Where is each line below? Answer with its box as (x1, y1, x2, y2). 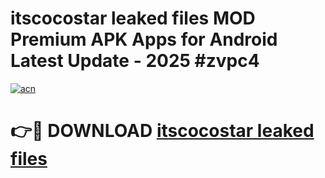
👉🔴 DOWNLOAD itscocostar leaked (10, 120, 315, 142)
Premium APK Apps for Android (10, 28, 278, 51)
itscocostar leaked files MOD (10, 7, 256, 30)
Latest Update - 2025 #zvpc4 (10, 50, 260, 72)
